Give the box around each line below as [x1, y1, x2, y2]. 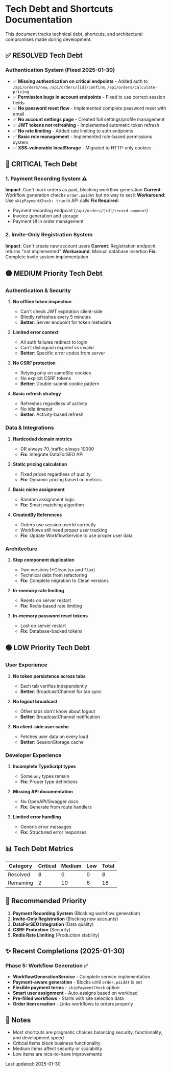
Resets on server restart [20, 597, 71, 604]
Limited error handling [12, 814, 61, 820]
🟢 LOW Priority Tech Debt [5, 643, 90, 652]
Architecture [5, 545, 38, 552]
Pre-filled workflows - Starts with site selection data [12, 995, 124, 1001]
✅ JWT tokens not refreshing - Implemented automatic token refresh [12, 122, 160, 128]
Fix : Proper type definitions [20, 778, 78, 785]
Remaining [8, 879, 33, 886]
